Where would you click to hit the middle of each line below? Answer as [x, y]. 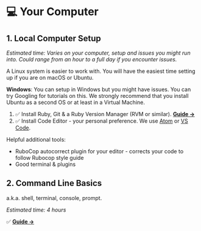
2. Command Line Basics [54, 183]
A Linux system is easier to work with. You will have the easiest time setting [101, 71]
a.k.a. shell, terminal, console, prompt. [54, 198]
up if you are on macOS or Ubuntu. [50, 78]
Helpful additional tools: [36, 140]
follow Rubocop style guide [49, 158]
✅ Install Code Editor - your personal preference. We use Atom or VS [102, 121]
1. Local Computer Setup [54, 38]
